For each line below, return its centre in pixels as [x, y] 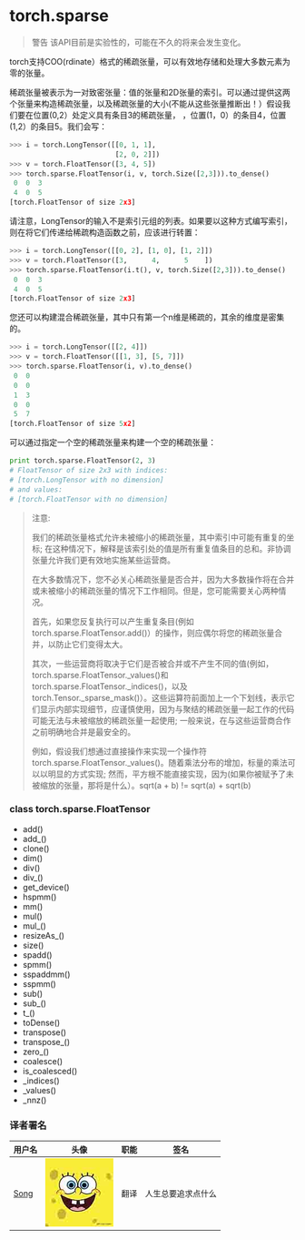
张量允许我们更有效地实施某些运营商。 [103, 560]
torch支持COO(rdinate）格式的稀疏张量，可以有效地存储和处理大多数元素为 [150, 61]
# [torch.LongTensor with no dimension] [87, 480]
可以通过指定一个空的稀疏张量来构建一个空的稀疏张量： [113, 442]
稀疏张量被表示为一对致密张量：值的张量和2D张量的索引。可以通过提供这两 [150, 92]
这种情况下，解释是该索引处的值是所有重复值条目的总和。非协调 [172, 548]
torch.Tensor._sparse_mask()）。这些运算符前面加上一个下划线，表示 [159, 697]
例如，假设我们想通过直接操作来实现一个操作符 [119, 751]
